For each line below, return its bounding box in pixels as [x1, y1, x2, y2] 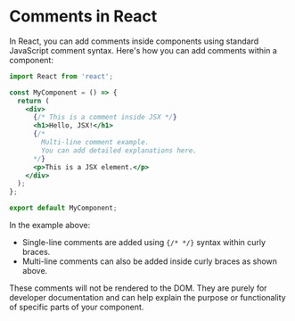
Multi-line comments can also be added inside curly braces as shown [21, 256, 278, 267]
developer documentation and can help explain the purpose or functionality [9, 292, 287, 303]
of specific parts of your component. [9, 301, 144, 313]
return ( [17, 96, 50, 105]
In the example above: [9, 220, 91, 231]
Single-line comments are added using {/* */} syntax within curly [21, 237, 266, 248]
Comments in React [9, 6, 158, 27]
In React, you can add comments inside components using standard [9, 36, 259, 46]
